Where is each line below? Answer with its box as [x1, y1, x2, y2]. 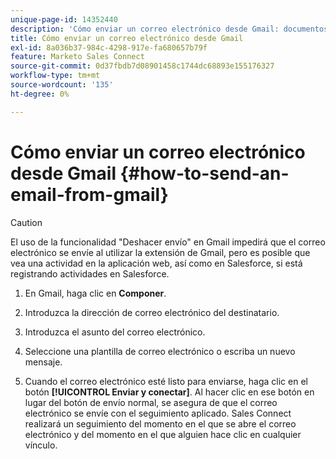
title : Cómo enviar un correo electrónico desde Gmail [10, 33, 244, 43]
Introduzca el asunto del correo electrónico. [24, 326, 206, 338]
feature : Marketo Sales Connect [10, 52, 145, 62]
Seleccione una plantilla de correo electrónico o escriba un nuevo [24, 345, 296, 357]
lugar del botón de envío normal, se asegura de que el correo [24, 396, 278, 408]
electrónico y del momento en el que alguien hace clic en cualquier [24, 428, 302, 440]
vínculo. [24, 439, 58, 451]
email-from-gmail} [10, 183, 169, 206]
